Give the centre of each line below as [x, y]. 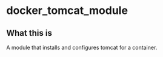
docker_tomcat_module [67, 11]
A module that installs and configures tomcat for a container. [82, 47]
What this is [29, 33]
